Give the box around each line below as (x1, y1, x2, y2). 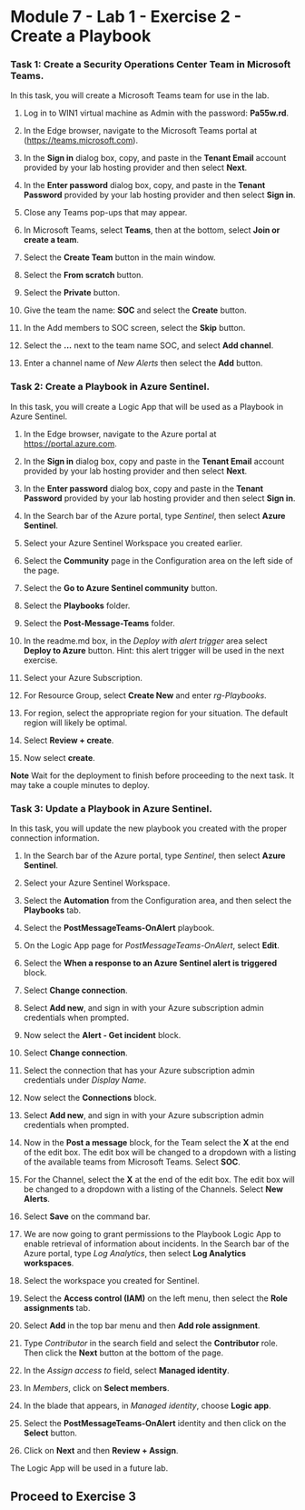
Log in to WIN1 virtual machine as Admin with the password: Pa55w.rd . (23, 107, 290, 119)
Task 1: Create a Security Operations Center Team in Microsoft (10, 58, 291, 71)
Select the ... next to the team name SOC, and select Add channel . (23, 340, 274, 351)
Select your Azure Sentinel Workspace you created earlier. (23, 537, 243, 548)
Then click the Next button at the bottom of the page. (23, 1347, 224, 1358)
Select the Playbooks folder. (23, 600, 131, 611)
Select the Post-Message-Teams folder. (23, 617, 175, 628)
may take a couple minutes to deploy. (10, 779, 151, 790)
